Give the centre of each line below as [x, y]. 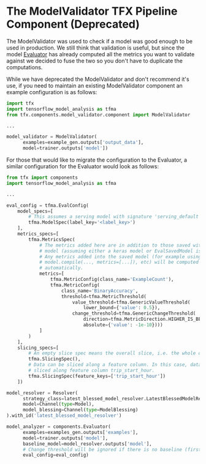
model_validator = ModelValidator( [52, 137]
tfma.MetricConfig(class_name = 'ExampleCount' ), [112, 280]
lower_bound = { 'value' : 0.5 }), [122, 308]
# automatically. [61, 268]
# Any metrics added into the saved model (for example [112, 256]
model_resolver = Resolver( [42, 393]
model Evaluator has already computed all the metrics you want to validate [101, 54]
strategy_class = [43, 399]
